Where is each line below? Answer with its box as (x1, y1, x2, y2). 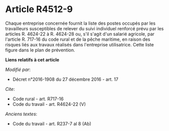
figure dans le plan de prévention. (5, 47, 75, 53)
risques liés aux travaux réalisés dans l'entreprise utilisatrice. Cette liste (5, 41, 154, 47)
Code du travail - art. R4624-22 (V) (12, 101, 86, 107)
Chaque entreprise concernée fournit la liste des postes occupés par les (5, 20, 156, 26)
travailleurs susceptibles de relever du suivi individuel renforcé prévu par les (5, 25, 164, 31)
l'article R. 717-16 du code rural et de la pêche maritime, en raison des (5, 36, 150, 42)
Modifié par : (5, 67, 31, 73)
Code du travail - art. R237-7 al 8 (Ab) (12, 120, 92, 126)
